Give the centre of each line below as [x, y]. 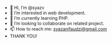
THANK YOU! [23, 36]
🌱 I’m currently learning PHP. [39, 18]
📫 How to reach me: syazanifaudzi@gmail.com [58, 29]
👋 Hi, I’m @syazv [27, 8]
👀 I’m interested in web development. [48, 13]
